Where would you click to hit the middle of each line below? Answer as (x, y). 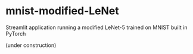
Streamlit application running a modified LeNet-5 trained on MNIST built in (96, 27)
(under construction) (31, 45)
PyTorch (16, 33)
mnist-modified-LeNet (63, 11)
